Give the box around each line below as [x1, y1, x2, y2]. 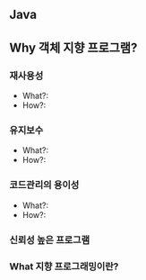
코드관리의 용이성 [9, 179, 80, 192]
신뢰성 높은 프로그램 [9, 233, 90, 246]
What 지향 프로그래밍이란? [9, 260, 119, 273]
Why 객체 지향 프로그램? [9, 40, 138, 55]
